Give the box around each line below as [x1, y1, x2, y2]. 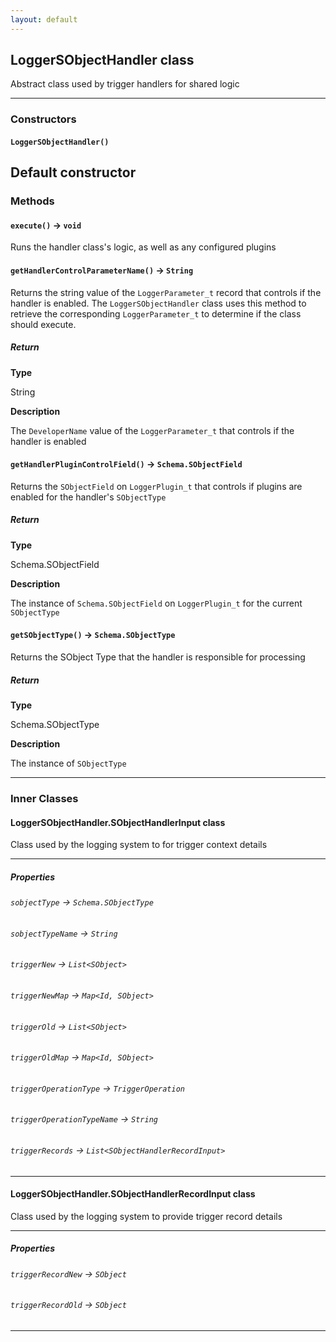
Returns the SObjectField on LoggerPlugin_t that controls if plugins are [10, 480, 303, 492]
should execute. [10, 318, 77, 330]
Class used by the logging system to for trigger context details [10, 839, 268, 851]
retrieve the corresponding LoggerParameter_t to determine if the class [10, 307, 302, 320]
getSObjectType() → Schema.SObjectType [10, 629, 176, 641]
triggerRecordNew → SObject [10, 1267, 127, 1280]
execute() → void [10, 219, 82, 231]
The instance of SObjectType [10, 757, 127, 769]
